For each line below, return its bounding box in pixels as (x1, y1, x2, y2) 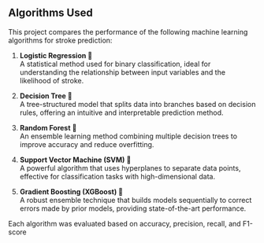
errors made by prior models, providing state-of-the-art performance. (19, 204, 247, 213)
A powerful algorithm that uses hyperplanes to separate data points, (19, 163, 241, 172)
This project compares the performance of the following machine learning (8, 27, 248, 36)
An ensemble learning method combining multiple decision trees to (19, 131, 238, 141)
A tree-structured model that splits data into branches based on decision (19, 99, 256, 109)
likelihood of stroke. (19, 75, 84, 85)
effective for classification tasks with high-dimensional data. (19, 171, 215, 181)
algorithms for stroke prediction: (8, 35, 113, 45)
